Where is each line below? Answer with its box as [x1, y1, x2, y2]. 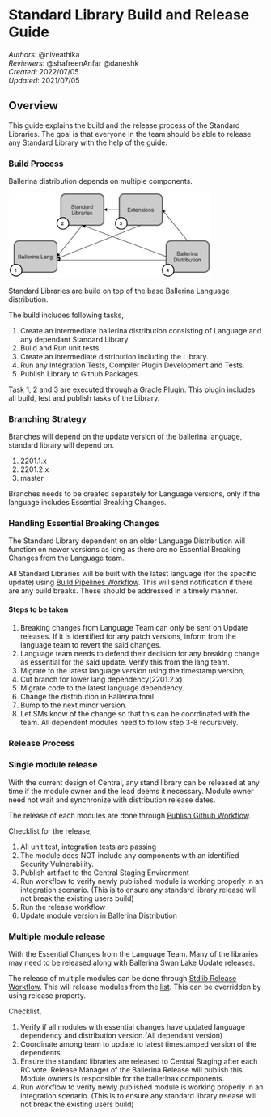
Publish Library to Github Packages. [19, 368, 140, 378]
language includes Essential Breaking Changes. [8, 498, 167, 508]
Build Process [8, 158, 64, 169]
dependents [19, 1048, 61, 1058]
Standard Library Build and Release [8, 6, 250, 24]
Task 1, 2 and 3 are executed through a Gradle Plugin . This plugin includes [8, 384, 256, 394]
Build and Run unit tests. [19, 342, 101, 353]
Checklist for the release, [8, 826, 92, 835]
